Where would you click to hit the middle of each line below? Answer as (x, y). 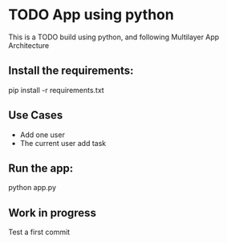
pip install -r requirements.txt (56, 90)
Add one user (43, 135)
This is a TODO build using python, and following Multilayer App (114, 37)
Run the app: (41, 168)
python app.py (32, 188)
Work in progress (52, 213)
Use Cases (36, 115)
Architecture (29, 45)
